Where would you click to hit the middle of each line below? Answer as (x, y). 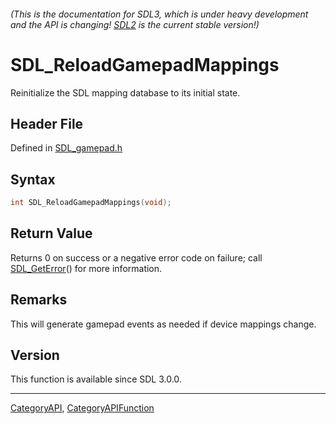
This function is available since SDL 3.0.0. (96, 379)
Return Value (51, 233)
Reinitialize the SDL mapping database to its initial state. (125, 92)
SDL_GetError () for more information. (86, 268)
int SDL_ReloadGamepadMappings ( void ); (91, 203)
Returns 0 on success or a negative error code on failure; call (136, 257)
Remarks (39, 300)
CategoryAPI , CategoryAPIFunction (82, 408)
